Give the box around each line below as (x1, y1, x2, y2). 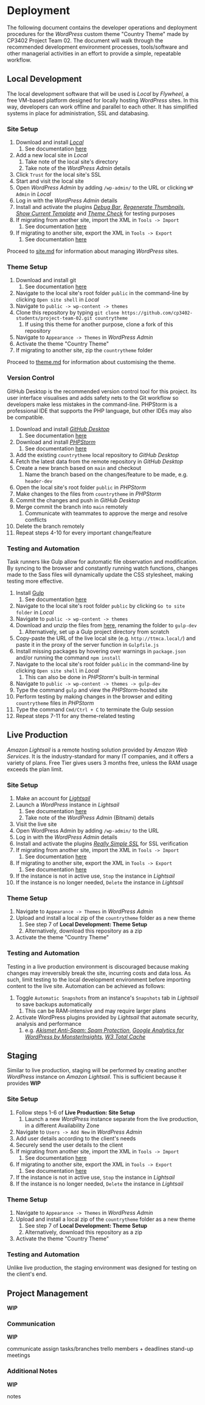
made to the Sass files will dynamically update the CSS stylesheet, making (7, 571, 193, 578)
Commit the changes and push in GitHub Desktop (15, 496, 141, 503)
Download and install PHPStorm (15, 438, 96, 446)
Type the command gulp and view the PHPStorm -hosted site (15, 686, 168, 694)
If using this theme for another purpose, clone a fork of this (24, 321, 173, 328)
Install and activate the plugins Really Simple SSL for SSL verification (15, 840, 189, 847)
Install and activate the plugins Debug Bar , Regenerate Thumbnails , (15, 204, 185, 211)
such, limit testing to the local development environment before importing (7, 976, 191, 983)
